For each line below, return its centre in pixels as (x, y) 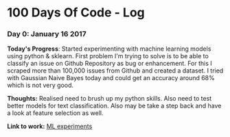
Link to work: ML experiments (50, 126)
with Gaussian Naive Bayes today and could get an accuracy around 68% (111, 78)
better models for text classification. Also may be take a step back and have (114, 106)
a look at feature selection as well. (55, 113)
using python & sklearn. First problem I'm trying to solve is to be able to (108, 56)
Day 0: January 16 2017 (47, 34)
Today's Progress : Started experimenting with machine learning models (109, 49)
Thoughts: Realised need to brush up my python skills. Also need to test (110, 99)
